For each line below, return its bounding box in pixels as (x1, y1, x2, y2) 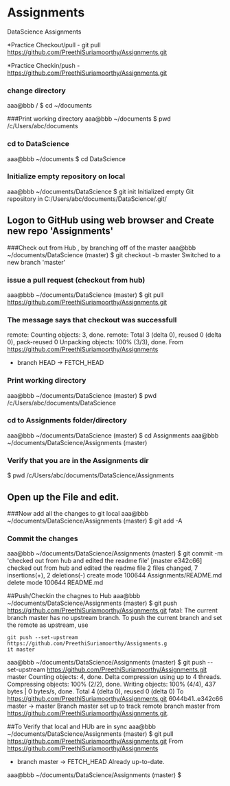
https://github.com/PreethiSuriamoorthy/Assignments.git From (7, 737, 183, 746)
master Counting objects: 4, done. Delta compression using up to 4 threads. (7, 673, 222, 681)
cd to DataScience (7, 139, 70, 149)
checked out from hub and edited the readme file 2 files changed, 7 (7, 564, 198, 572)
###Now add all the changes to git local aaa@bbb (7, 509, 149, 517)
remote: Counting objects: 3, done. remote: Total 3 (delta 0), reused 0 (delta (7, 331, 222, 339)
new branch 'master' (7, 258, 66, 266)
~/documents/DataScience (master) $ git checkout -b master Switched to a (7, 250, 221, 259)
